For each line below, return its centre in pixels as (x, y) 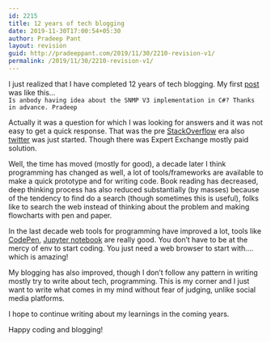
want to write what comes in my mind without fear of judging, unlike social (132, 289)
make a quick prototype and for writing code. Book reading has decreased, (133, 181)
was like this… (32, 92)
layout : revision (38, 46)
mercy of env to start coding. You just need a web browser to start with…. (131, 248)
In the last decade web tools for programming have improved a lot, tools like (135, 230)
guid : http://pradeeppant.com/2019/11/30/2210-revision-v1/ (112, 53)
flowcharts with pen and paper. (60, 215)
